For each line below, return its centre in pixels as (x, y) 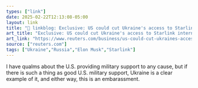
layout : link (22, 22)
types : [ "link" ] (26, 11)
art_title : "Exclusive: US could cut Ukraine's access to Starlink (91, 33)
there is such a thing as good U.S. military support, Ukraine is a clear (89, 72)
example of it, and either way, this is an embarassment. (73, 79)
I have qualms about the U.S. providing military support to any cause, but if (97, 66)
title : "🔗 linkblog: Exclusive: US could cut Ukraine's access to (89, 28)
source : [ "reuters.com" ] (37, 45)
